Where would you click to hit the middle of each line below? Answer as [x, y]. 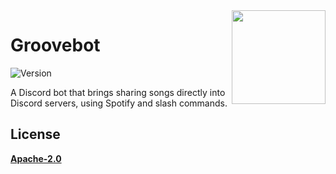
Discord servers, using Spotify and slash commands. [119, 103]
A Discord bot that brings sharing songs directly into [118, 92]
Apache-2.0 [36, 158]
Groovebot [55, 45]
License [35, 134]
